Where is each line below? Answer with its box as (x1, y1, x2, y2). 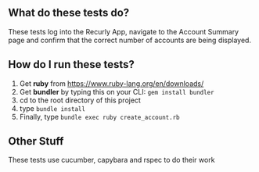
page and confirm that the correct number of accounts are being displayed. (8, 35, 252, 45)
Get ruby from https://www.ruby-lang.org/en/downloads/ (19, 78, 204, 88)
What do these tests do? (8, 6, 130, 20)
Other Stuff (8, 134, 64, 148)
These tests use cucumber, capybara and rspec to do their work (8, 156, 215, 165)
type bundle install (19, 103, 86, 113)
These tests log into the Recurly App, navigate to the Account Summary (8, 27, 239, 36)
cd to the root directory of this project (19, 95, 141, 105)
